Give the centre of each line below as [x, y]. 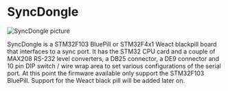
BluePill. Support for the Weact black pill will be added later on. [96, 80]
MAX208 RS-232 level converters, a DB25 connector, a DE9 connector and [113, 58]
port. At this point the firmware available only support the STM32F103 [106, 73]
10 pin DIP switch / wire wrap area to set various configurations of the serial [114, 66]
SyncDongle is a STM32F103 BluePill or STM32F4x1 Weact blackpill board [112, 44]
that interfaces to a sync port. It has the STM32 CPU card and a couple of [111, 51]
